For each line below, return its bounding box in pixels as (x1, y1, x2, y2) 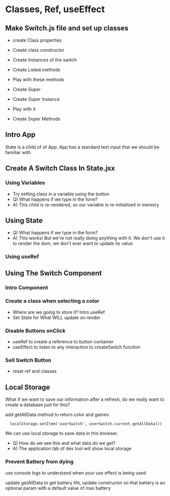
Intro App (5, 130, 36, 139)
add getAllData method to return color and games (5, 412, 109, 418)
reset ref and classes (12, 368, 57, 374)
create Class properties (12, 37, 62, 43)
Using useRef (5, 253, 39, 260)
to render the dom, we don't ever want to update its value (12, 240, 133, 246)
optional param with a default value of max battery (5, 485, 111, 491)
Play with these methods (12, 77, 64, 82)
